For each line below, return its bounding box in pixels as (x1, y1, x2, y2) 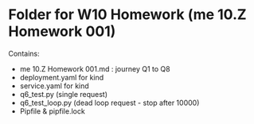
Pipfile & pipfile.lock (19, 106, 85, 116)
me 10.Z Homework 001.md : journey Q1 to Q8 (19, 64, 170, 73)
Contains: (8, 48, 40, 58)
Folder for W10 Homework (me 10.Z (8, 6, 247, 24)
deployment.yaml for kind (19, 72, 104, 82)
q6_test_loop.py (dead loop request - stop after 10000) (19, 98, 200, 107)
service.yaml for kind (19, 81, 89, 91)
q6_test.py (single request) (19, 89, 108, 99)
